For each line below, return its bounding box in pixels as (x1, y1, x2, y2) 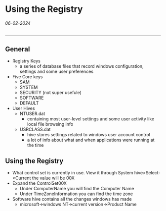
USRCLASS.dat (19, 126, 51, 132)
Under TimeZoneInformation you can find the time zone (19, 191, 133, 197)
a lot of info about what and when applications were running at (27, 137, 155, 143)
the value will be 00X (32, 175, 75, 181)
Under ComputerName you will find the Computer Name (19, 186, 134, 192)
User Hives (12, 105, 35, 111)
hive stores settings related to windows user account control (27, 132, 151, 138)
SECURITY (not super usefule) (19, 90, 82, 96)
